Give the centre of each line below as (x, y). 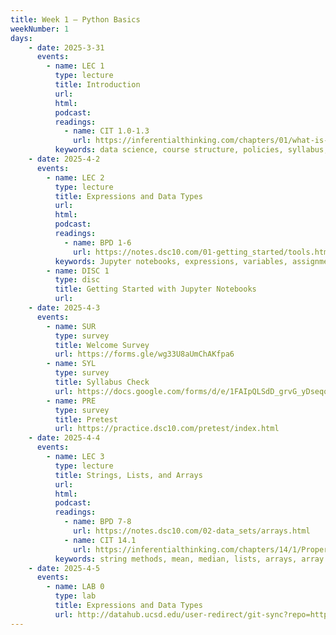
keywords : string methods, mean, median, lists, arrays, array (189, 559)
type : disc (77, 280)
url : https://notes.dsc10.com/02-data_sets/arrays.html (192, 531)
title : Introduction (97, 85)
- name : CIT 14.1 (100, 540)
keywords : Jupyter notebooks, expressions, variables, (171, 261)
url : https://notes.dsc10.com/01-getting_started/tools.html (203, 252)
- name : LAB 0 (75, 587)
